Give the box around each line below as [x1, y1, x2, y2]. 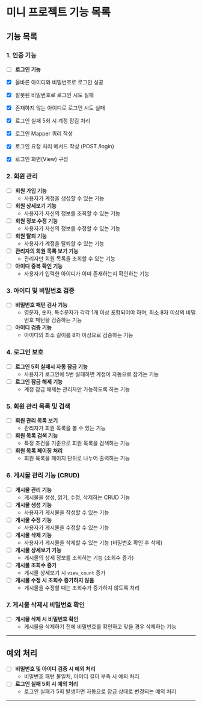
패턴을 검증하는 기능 [35, 316, 82, 324]
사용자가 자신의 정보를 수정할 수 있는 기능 [23, 224, 121, 232]
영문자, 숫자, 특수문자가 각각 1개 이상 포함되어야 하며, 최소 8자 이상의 [23, 309, 185, 316]
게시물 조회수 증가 [14, 561, 57, 568]
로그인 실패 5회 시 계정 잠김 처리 [14, 117, 91, 124]
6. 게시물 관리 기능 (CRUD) [6, 471, 80, 480]
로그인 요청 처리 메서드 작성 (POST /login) [14, 143, 114, 150]
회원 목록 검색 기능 [14, 432, 58, 439]
